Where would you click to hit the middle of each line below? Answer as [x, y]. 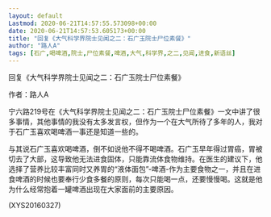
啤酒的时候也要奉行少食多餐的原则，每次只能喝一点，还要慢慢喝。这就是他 [139, 179]
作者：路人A [29, 94]
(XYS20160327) [35, 205]
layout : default [35, 16]
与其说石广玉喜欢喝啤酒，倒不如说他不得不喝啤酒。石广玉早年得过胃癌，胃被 [135, 149]
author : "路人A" [34, 46]
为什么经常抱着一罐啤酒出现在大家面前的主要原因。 [93, 189]
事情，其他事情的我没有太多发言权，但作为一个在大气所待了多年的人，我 [135, 121]
